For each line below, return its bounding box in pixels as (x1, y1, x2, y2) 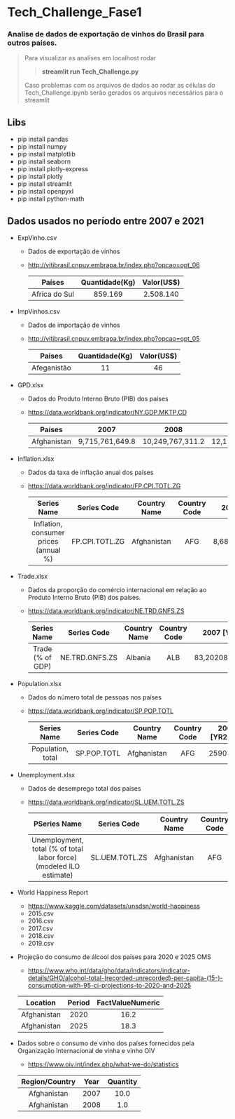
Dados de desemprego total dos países (27, 784, 141, 793)
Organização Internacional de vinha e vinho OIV (17, 1047, 155, 1055)
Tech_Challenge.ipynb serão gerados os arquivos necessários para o (24, 88, 224, 97)
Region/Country (20, 1077, 76, 1087)
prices (37, 537, 59, 547)
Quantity (107, 1077, 138, 1087)
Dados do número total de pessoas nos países (27, 693, 162, 702)
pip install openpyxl (17, 187, 74, 196)
